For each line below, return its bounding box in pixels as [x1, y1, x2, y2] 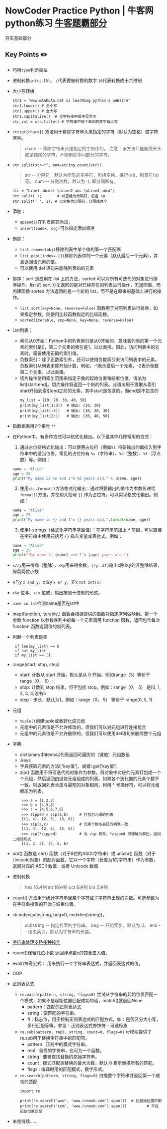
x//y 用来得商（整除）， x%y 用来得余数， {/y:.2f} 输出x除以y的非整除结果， [12, 562, 162, 568]
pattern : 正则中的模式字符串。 [27, 1041, 89, 1047]
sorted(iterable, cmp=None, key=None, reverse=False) [19, 318, 134, 323]
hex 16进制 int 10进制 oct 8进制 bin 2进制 [24, 884, 108, 890]
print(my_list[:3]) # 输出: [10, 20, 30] [19, 408, 110, 413]
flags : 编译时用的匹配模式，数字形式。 [27, 1066, 107, 1072]
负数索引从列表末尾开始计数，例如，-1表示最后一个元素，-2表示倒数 [19, 363, 159, 369]
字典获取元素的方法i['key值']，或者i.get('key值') [19, 763, 117, 769]
